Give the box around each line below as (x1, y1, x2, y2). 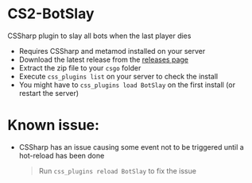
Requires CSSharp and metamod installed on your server (18, 46, 206, 55)
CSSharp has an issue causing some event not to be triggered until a (18, 142, 244, 151)
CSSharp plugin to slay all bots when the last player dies (7, 31, 192, 40)
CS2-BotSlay (7, 5, 95, 23)
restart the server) (18, 88, 79, 97)
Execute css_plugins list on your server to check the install (18, 71, 219, 81)
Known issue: (7, 116, 100, 135)
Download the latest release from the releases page (18, 55, 188, 64)
